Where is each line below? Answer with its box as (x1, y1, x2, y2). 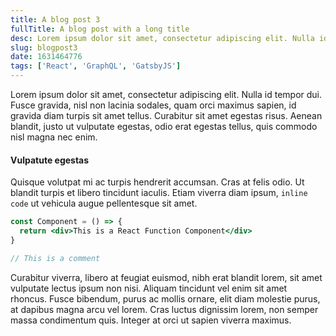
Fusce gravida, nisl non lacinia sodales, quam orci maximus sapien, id (10, 99, 297, 111)
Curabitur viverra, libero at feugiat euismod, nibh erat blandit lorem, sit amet (10, 271, 323, 283)
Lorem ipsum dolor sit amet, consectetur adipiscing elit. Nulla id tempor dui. (10, 89, 323, 100)
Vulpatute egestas (10, 154, 90, 166)
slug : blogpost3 (10, 42, 78, 53)
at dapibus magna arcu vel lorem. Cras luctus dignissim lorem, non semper (10, 303, 319, 315)
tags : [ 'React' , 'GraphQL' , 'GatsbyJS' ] (10, 61, 182, 71)
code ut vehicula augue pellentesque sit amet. (10, 197, 198, 210)
